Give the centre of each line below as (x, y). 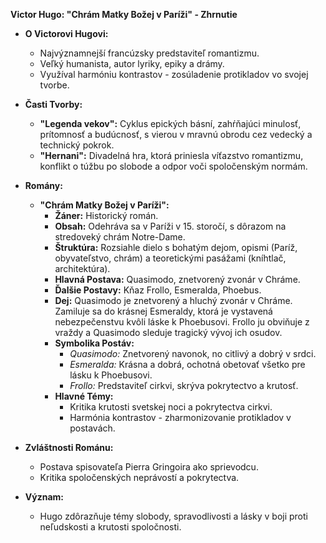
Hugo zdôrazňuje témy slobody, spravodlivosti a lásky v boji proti (173, 516)
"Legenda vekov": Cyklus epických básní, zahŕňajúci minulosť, (170, 123)
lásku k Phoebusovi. (111, 375)
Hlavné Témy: (84, 396)
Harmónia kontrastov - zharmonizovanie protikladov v (180, 417)
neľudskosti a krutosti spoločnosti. (110, 527)
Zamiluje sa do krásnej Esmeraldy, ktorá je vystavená (163, 311)
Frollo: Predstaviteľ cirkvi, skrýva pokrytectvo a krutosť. (184, 385)
